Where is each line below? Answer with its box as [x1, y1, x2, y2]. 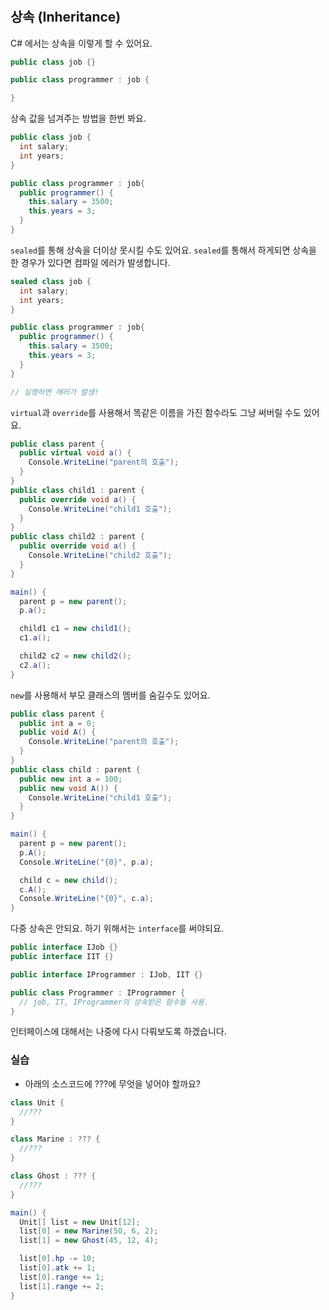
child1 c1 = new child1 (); [19, 624, 132, 634]
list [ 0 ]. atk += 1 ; [19, 1263, 97, 1273]
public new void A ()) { [19, 783, 118, 793]
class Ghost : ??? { [10, 1171, 97, 1181]
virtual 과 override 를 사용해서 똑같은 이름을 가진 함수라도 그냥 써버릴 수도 [10, 406, 302, 418]
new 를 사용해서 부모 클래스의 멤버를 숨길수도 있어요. [10, 689, 211, 701]
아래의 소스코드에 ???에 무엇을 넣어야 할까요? [24, 1077, 201, 1090]
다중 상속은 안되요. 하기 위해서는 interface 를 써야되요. [10, 922, 224, 935]
